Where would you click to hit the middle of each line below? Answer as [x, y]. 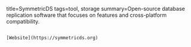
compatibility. [23, 21]
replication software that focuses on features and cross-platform [86, 15]
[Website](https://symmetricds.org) [52, 38]
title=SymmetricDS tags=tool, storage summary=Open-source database [96, 9]
